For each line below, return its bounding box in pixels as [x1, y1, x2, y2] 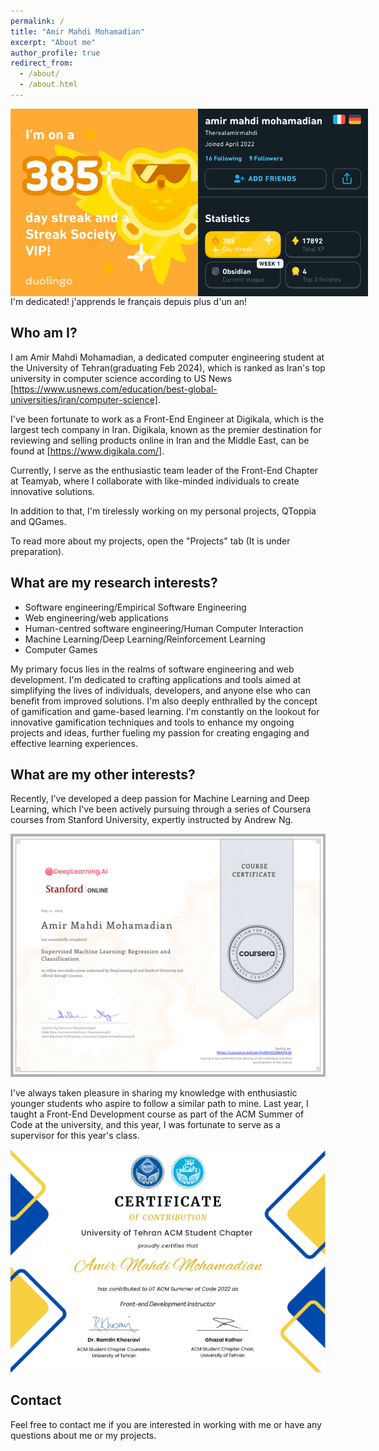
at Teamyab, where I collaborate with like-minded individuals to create [10, 475, 300, 487]
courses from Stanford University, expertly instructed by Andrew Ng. [10, 814, 294, 826]
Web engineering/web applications [24, 611, 169, 624]
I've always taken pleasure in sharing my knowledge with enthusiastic [10, 1087, 298, 1099]
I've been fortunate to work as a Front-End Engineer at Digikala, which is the [10, 413, 325, 425]
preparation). [10, 545, 65, 557]
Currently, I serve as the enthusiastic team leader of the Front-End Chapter [10, 464, 318, 476]
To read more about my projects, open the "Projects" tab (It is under [10, 535, 291, 547]
